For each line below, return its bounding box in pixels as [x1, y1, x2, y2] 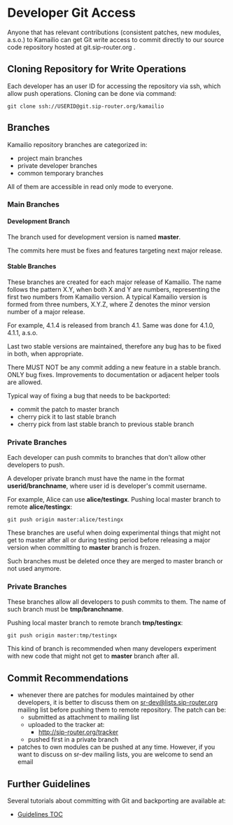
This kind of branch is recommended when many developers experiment [7, 644, 217, 653]
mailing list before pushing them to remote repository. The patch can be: [17, 705, 226, 714]
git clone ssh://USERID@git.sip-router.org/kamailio [7, 103, 164, 110]
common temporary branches [17, 169, 104, 177]
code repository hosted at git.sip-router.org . [7, 43, 136, 51]
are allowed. [7, 378, 43, 386]
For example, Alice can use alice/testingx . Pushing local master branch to [7, 495, 221, 504]
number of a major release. [7, 307, 85, 316]
